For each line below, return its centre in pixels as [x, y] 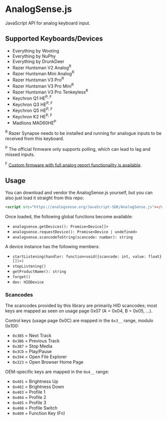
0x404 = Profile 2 [29, 398]
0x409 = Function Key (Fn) [39, 414]
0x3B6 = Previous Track [36, 341]
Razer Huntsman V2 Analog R [42, 67]
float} [155, 256]
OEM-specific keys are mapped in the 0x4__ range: [57, 372]
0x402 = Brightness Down [38, 387]
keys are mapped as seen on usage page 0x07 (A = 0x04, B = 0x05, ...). [79, 311]
